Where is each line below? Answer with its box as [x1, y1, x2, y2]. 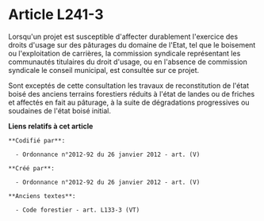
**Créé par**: [8, 164, 55, 172]
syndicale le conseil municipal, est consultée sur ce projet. [8, 65, 200, 74]
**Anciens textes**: [8, 192, 77, 200]
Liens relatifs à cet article [8, 121, 94, 131]
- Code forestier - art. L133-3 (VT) [15, 206, 140, 214]
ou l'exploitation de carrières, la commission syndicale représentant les [8, 48, 241, 58]
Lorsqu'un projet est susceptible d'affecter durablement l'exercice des [8, 32, 239, 41]
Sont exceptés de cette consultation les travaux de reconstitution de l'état [8, 81, 250, 90]
